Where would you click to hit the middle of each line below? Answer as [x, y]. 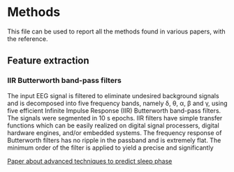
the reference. [28, 38]
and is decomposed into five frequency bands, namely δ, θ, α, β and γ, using [117, 103]
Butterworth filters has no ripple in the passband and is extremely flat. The [114, 140]
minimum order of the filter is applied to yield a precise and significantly [111, 148]
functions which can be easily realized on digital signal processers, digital [114, 125]
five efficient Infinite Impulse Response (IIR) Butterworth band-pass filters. [114, 110]
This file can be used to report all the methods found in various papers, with [116, 31]
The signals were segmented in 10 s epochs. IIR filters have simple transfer [115, 118]
